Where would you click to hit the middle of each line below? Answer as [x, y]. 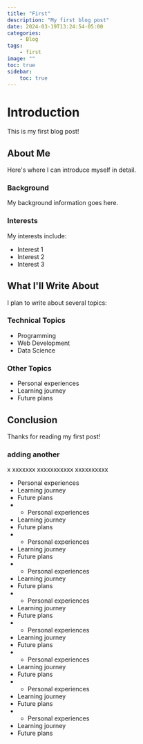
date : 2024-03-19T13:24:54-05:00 [55, 26]
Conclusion [32, 420]
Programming [37, 335]
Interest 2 [31, 256]
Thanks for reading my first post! [54, 436]
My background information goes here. [63, 203]
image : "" [21, 59]
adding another [34, 454]
